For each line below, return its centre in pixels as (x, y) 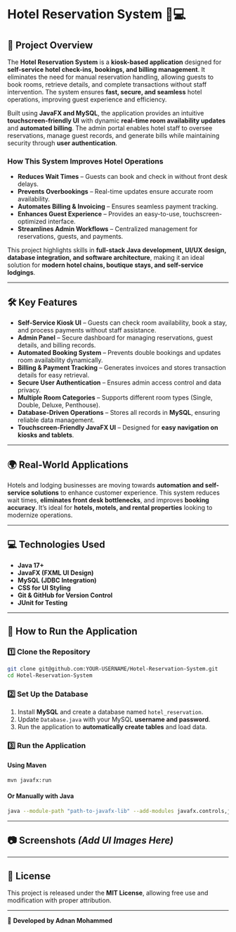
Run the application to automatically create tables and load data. (112, 727)
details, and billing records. (57, 345)
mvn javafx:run (29, 780)
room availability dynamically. (60, 360)
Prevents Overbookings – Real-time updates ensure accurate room (115, 192)
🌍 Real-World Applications (68, 465)
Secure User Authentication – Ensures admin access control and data (119, 383)
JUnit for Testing (42, 602)
